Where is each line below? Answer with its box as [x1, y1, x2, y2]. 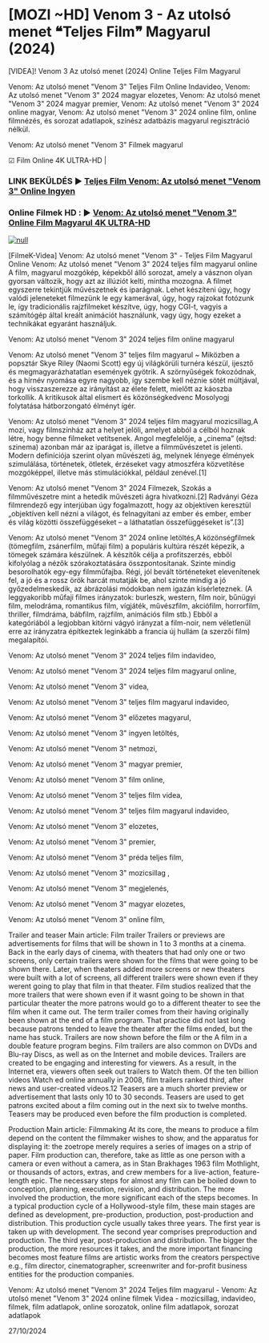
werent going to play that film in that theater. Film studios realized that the [8, 981, 251, 991]
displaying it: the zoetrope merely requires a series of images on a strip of [8, 1142, 252, 1151]
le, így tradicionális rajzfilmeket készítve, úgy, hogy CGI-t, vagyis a [8, 302, 228, 312]
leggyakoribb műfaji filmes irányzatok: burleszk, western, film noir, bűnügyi [8, 593, 256, 602]
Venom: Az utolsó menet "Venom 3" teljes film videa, [8, 791, 183, 800]
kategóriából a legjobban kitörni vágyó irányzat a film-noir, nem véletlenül [8, 618, 251, 628]
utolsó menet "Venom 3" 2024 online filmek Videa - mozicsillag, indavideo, [8, 1293, 256, 1304]
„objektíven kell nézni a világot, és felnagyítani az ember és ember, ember [8, 509, 251, 519]
